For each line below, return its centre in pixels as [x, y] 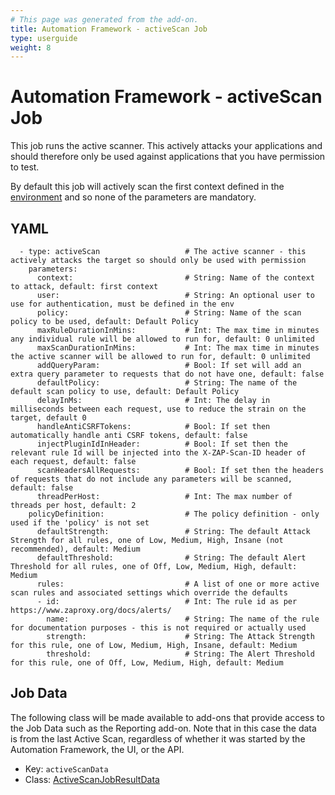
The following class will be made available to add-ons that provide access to [167, 717]
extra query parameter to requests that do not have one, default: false [167, 374]
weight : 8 [31, 47]
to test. [25, 167]
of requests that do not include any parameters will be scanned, [151, 479]
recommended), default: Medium [75, 549]
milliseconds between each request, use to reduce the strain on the [158, 409]
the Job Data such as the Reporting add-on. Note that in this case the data [163, 728]
